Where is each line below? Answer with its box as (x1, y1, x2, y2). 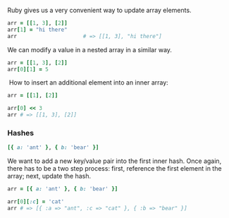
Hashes (7, 128, 34, 138)
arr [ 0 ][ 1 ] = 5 (7, 66, 49, 73)
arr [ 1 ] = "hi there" (7, 26, 68, 33)
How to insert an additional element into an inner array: (8, 78, 169, 87)
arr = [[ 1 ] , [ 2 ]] (7, 92, 58, 99)
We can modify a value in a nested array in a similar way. (7, 45, 173, 54)
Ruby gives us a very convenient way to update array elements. (7, 6, 192, 14)
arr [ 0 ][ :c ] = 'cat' (7, 198, 65, 205)
